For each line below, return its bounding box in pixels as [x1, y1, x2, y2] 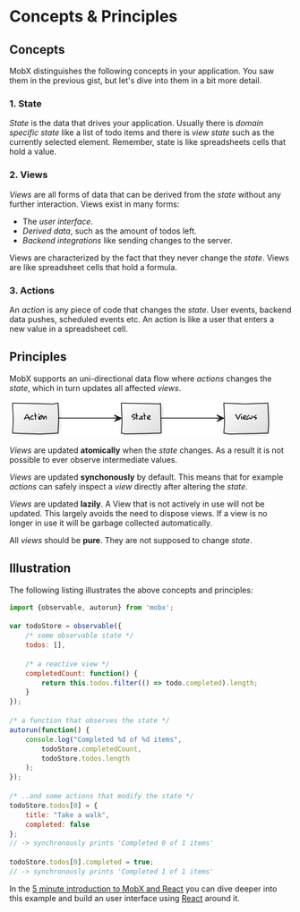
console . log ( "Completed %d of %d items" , [25, 735, 182, 744]
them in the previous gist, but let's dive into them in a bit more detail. [9, 75, 262, 86]
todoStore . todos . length [41, 754, 130, 763]
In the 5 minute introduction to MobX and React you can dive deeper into [9, 883, 278, 894]
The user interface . [21, 216, 94, 226]
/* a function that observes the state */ [9, 716, 170, 726]
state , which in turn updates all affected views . [9, 382, 182, 393]
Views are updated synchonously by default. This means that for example [9, 472, 284, 482]
